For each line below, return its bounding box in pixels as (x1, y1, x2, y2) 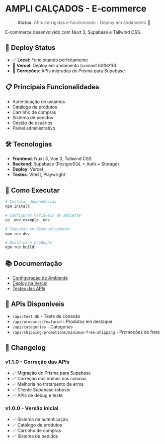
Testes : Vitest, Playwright (12, 171, 66, 177)
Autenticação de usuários (12, 98, 65, 105)
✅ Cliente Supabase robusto (12, 387, 71, 393)
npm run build (5, 245, 35, 250)
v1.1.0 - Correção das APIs (5, 358, 70, 365)
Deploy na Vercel (12, 280, 48, 286)
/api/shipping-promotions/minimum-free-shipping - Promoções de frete (12, 329, 160, 335)
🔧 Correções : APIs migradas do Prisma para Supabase (12, 68, 125, 74)
